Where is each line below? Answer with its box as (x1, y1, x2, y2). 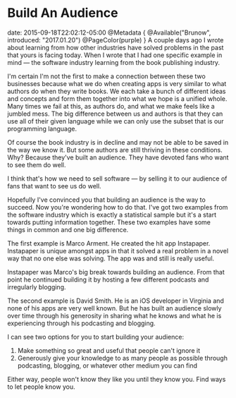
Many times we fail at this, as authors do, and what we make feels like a (7, 102, 215, 110)
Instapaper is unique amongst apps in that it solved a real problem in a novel (7, 246, 229, 255)
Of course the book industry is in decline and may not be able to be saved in (7, 138, 229, 146)
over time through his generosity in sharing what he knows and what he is (7, 311, 222, 320)
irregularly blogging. (7, 282, 66, 291)
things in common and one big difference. (7, 225, 129, 234)
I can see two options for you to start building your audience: (7, 332, 185, 341)
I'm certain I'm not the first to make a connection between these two (7, 72, 206, 80)
